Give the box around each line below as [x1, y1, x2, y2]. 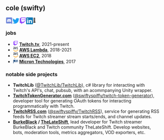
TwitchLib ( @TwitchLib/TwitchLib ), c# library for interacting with [12, 82, 145, 88]
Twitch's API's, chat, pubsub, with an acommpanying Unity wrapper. [12, 88, 153, 93]
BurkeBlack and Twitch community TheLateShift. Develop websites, [12, 124, 151, 130]
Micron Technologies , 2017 [19, 59, 76, 65]
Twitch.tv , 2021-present [19, 42, 69, 47]
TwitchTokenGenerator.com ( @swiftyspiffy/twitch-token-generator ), [12, 93, 155, 98]
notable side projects [5, 71, 58, 78]
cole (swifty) [5, 4, 46, 12]
